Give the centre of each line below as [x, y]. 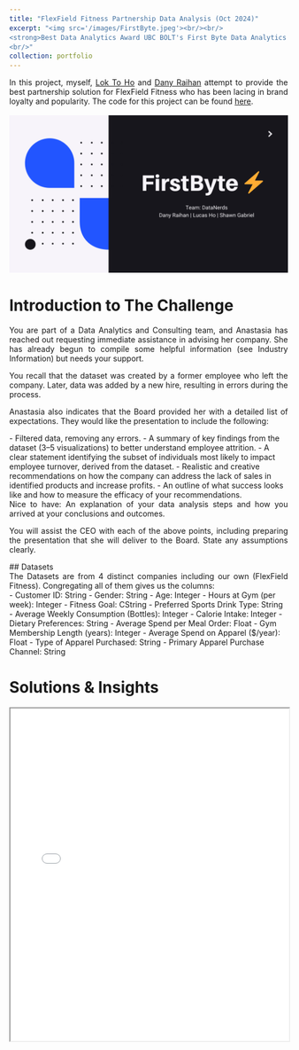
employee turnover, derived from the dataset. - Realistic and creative [134, 466]
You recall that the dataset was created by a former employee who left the [149, 375]
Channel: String [38, 651]
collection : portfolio [51, 56]
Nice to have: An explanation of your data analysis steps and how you [149, 504]
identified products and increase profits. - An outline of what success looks [146, 485]
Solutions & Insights [84, 687]
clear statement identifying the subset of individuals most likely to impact [142, 457]
